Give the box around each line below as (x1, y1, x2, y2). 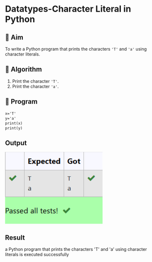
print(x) (5, 121, 23, 126)
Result (5, 233, 25, 242)
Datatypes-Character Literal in (5, 3, 132, 15)
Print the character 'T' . (12, 78, 59, 84)
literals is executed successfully (5, 252, 69, 258)
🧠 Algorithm (5, 65, 42, 74)
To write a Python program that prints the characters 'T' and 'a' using (5, 46, 147, 52)
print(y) (5, 126, 23, 131)
